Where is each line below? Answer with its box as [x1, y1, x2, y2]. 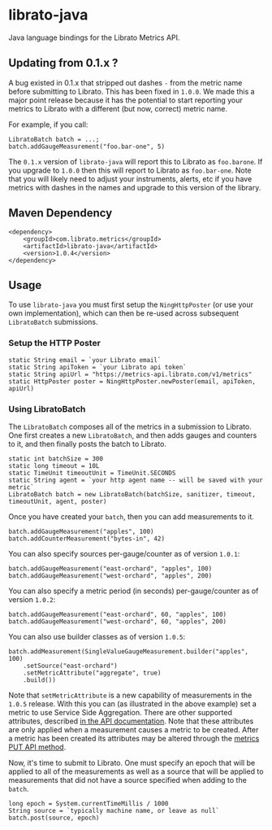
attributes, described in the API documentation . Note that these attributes [8, 716, 254, 726]
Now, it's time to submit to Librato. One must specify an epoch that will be [8, 758, 256, 767]
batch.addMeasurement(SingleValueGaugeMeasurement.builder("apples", [8, 647, 249, 656]
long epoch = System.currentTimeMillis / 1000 [8, 799, 169, 807]
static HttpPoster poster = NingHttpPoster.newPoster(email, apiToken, [8, 377, 256, 386]
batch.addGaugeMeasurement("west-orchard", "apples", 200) [8, 571, 213, 579]
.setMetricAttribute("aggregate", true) [23, 669, 162, 677]
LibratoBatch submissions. [8, 317, 98, 327]
